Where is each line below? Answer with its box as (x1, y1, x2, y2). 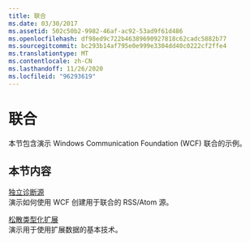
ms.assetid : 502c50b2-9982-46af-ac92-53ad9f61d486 (8, 27, 183, 35)
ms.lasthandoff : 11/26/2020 (8, 65, 104, 73)
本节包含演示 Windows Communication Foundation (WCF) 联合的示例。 (8, 138, 247, 148)
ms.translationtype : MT (8, 50, 89, 58)
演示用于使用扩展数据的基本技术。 (8, 225, 123, 235)
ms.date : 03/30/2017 (8, 19, 79, 28)
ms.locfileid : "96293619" (8, 72, 96, 80)
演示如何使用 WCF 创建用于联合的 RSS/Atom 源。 (8, 197, 174, 207)
